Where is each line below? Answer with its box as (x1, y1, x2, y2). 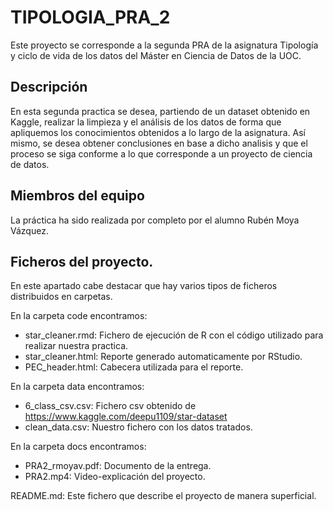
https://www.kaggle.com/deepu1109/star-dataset (24, 411, 228, 423)
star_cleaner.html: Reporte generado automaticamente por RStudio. (24, 351, 303, 363)
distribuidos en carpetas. (10, 291, 113, 303)
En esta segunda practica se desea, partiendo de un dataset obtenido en (10, 105, 311, 117)
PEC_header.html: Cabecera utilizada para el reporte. (24, 361, 244, 373)
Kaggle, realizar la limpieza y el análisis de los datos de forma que (10, 116, 282, 128)
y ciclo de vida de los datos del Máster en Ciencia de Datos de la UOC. (10, 49, 302, 61)
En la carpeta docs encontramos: (10, 441, 147, 453)
